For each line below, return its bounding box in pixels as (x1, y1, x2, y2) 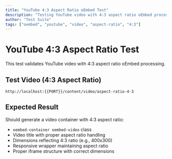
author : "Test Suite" (5, 17, 52, 22)
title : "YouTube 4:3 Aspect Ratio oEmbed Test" (5, 7, 109, 13)
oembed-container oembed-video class (12, 126, 92, 132)
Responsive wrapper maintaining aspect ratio (12, 143, 109, 149)
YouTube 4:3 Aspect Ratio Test (5, 44, 139, 55)
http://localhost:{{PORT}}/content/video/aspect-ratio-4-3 (5, 89, 134, 94)
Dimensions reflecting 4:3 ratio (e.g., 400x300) (12, 137, 113, 143)
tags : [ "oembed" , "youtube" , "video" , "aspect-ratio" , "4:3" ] (5, 21, 141, 27)
